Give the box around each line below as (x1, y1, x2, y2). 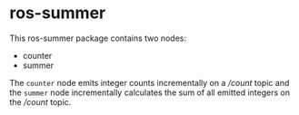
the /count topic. (9, 96, 72, 107)
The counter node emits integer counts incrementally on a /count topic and (9, 77, 290, 88)
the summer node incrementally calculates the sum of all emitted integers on (9, 87, 291, 98)
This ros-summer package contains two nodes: (9, 33, 186, 43)
